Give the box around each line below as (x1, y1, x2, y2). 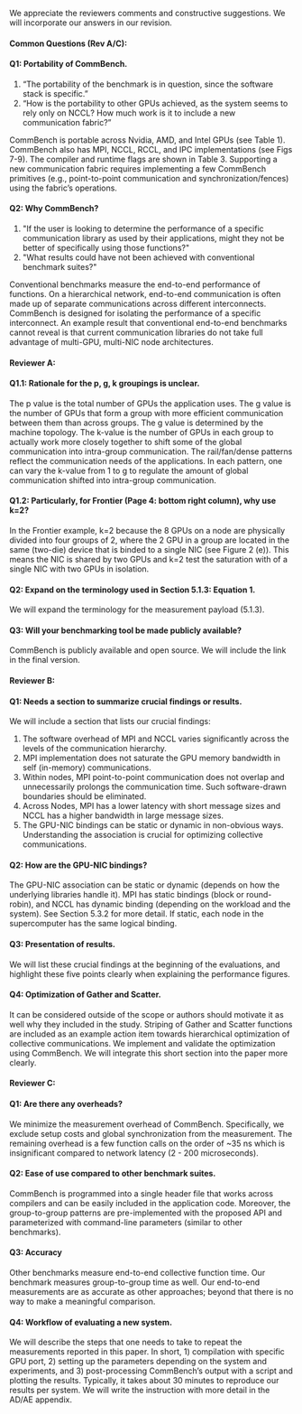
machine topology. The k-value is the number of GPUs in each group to (9, 426, 274, 437)
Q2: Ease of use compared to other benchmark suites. (9, 1168, 216, 1179)
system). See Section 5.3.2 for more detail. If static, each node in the (9, 908, 264, 919)
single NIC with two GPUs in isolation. (9, 563, 150, 574)
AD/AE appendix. (9, 1394, 73, 1405)
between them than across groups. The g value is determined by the (9, 417, 264, 428)
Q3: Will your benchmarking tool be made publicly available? (9, 625, 242, 636)
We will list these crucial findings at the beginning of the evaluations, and (9, 959, 281, 970)
